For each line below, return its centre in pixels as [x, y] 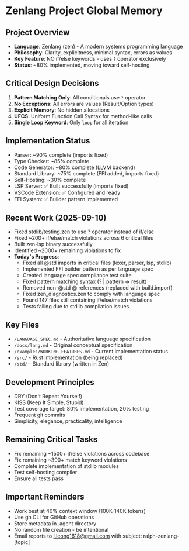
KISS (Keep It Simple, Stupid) [49, 402]
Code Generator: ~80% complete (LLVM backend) [74, 167]
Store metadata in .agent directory [55, 523]
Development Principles [50, 382]
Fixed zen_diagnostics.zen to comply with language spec [91, 294]
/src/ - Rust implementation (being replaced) [68, 357]
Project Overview [38, 32]
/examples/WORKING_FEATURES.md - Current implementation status [91, 352]
